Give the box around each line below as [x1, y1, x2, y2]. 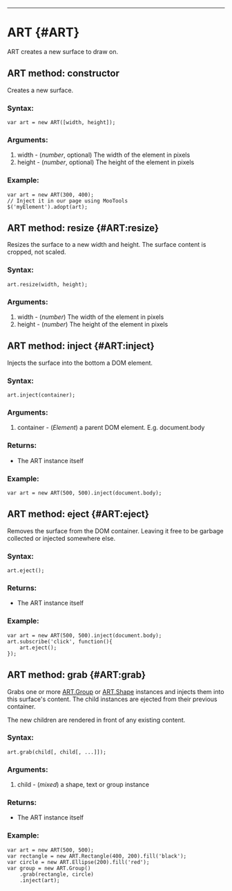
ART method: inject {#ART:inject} [7, 340, 155, 352]
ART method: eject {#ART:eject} [7, 508, 150, 520]
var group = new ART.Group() [7, 865, 91, 872]
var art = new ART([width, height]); [7, 119, 116, 126]
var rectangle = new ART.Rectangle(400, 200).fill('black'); [7, 852, 187, 860]
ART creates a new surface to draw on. [7, 47, 119, 55]
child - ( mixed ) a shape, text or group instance [17, 781, 150, 789]
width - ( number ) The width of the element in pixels [17, 313, 164, 321]
